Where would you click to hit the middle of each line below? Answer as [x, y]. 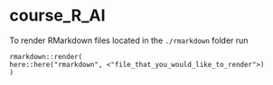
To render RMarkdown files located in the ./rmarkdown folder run [129, 40]
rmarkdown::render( [46, 56]
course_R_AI [57, 16]
